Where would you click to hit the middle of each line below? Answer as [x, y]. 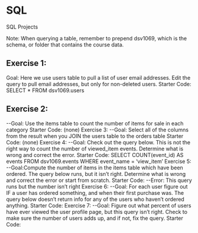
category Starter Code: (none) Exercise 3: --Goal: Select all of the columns [97, 130]
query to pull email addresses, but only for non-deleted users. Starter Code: [99, 84]
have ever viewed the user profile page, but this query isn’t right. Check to [97, 212]
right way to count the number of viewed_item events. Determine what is [95, 149]
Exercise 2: [27, 109]
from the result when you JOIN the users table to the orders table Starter [95, 136]
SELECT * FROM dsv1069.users [45, 90]
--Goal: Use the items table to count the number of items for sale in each [95, 123]
